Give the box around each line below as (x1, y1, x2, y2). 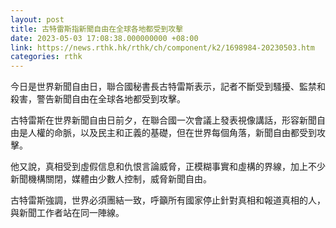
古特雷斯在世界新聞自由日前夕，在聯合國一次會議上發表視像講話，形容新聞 (10, 114, 317, 126)
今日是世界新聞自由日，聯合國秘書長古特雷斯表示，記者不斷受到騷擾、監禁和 (10, 81, 326, 93)
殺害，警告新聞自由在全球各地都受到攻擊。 (10, 93, 186, 105)
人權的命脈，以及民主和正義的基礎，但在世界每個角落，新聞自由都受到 (27, 127, 317, 139)
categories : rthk (10, 52, 83, 62)
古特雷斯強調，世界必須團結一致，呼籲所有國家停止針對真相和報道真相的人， (10, 194, 326, 206)
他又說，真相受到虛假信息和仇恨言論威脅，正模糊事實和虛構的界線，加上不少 (10, 161, 326, 173)
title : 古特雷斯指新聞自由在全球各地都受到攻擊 (10, 24, 184, 34)
